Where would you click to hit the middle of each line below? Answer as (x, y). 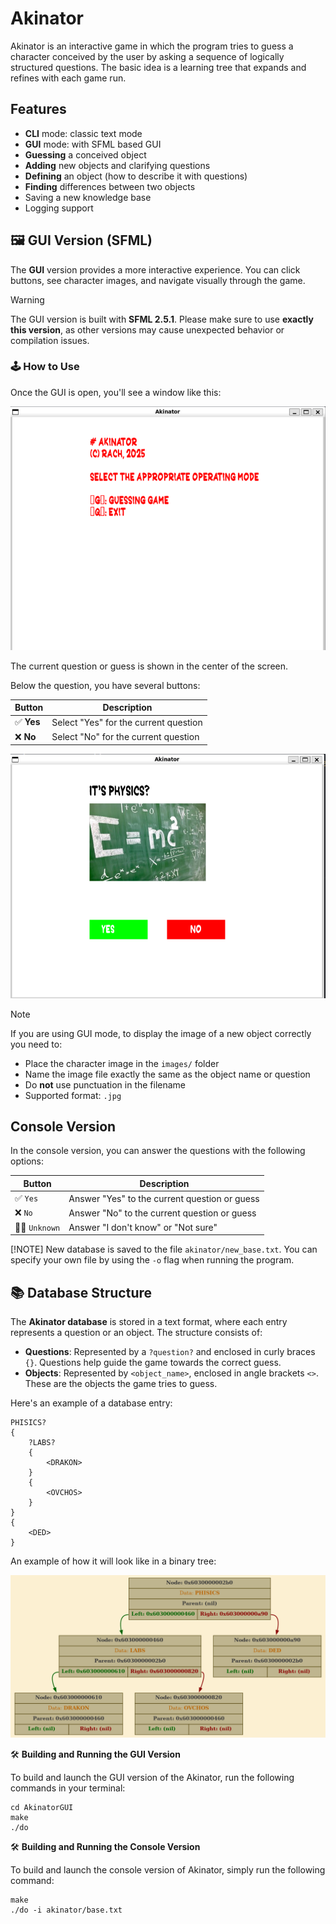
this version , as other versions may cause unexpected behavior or (147, 329)
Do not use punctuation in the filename (105, 1084)
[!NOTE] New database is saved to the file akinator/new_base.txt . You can (164, 1249)
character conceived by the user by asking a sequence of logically (147, 56)
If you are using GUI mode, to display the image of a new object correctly (161, 1033)
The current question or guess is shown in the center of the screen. (149, 666)
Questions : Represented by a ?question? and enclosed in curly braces (170, 1351)
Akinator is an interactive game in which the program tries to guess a (152, 46)
